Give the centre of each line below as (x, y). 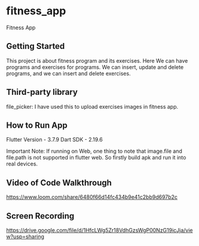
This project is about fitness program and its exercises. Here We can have (97, 60)
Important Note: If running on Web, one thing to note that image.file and (94, 151)
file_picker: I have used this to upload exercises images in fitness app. (92, 106)
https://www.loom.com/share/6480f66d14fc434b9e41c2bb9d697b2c (92, 197)
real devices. (22, 164)
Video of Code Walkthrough (59, 182)
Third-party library (42, 92)
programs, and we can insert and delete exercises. (68, 73)
